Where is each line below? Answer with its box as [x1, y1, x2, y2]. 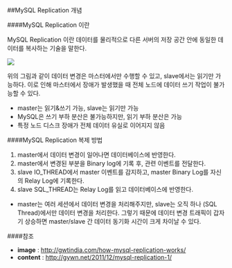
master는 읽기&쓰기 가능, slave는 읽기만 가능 [17, 104, 139, 112]
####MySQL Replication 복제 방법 [7, 136, 102, 144]
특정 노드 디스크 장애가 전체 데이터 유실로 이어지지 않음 [17, 121, 166, 129]
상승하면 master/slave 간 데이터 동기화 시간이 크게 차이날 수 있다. [24, 217, 202, 225]
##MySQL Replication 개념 [7, 6, 82, 14]
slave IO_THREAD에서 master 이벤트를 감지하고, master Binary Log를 [17, 168, 209, 176]
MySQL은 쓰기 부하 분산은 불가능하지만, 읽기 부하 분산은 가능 [17, 113, 182, 120]
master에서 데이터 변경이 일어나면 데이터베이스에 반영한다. [17, 151, 177, 159]
